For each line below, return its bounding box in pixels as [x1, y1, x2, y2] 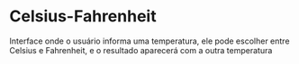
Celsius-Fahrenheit [9, 6, 157, 27]
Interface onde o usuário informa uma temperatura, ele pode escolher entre [9, 36, 290, 46]
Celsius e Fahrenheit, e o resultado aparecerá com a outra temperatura [9, 44, 273, 55]
